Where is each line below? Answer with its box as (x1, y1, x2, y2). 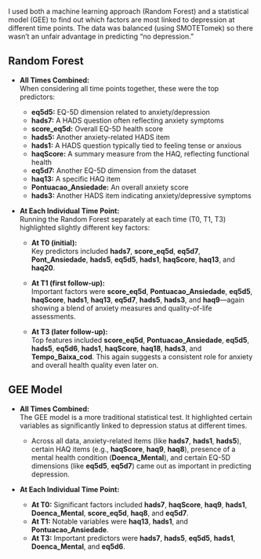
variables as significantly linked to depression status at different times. (19, 421, 248, 430)
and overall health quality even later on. (31, 360, 159, 370)
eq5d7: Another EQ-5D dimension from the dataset (31, 165, 197, 175)
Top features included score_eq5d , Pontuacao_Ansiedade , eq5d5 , (31, 335, 249, 344)
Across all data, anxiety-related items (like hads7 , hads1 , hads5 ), (31, 436, 241, 445)
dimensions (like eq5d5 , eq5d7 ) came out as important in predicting (31, 461, 252, 470)
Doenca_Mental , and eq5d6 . (31, 542, 125, 551)
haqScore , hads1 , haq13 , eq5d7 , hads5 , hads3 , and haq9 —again (31, 295, 245, 304)
